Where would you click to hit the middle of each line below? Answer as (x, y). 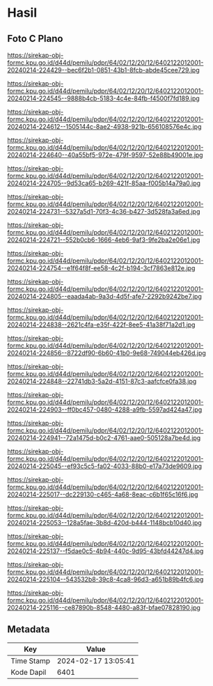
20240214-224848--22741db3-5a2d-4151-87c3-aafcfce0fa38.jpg (102, 381)
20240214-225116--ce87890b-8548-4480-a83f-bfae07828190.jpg (104, 608)
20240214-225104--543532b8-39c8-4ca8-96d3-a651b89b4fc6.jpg (105, 579)
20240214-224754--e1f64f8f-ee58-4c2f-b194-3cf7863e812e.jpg (101, 268)
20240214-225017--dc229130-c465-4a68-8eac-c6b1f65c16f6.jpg (103, 494)
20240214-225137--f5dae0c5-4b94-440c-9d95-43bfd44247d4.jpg (105, 551)
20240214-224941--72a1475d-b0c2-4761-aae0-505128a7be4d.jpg (104, 438)
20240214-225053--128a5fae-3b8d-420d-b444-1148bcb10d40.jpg (104, 523)
